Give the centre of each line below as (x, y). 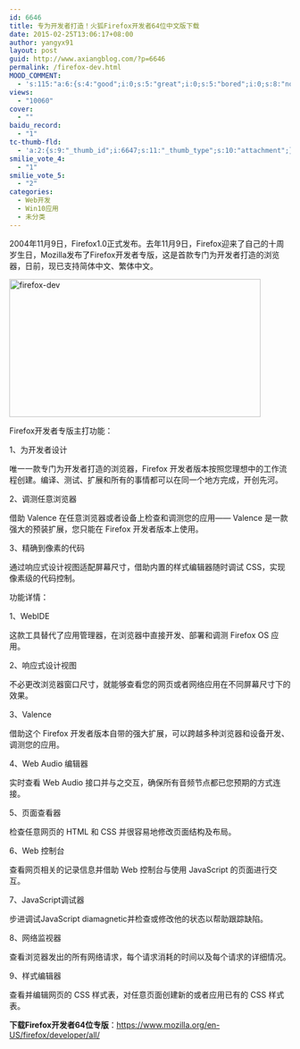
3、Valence (30, 714)
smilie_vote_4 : (37, 159)
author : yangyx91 (42, 42)
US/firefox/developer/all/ (55, 1035)
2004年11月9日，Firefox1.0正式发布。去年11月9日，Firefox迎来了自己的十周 (147, 243)
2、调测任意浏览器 (43, 499)
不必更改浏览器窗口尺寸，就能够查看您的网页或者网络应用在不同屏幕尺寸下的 (150, 684)
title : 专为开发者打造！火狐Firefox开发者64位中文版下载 (104, 26)
